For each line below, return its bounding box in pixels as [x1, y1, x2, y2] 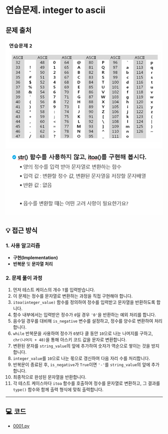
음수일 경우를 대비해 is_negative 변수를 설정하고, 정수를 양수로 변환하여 [12, 318, 154, 324]
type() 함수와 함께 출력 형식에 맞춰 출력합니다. [12, 387, 104, 393]
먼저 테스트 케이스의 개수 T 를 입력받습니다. [12, 287, 95, 293]
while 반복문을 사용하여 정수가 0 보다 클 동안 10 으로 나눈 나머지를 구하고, [12, 330, 154, 337]
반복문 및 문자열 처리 [12, 260, 53, 267]
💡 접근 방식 [5, 226, 38, 234]
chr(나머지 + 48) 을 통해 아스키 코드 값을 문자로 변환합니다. [12, 337, 127, 343]
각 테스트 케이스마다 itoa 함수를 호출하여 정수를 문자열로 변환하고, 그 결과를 [12, 380, 161, 387]
